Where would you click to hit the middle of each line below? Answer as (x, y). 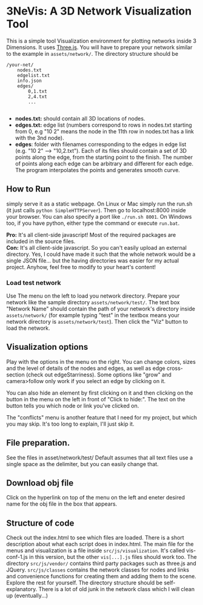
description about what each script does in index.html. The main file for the (100, 544)
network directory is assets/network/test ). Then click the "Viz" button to (97, 322)
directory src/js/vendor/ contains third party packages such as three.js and (101, 563)
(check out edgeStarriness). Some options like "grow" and (99, 375)
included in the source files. (41, 241)
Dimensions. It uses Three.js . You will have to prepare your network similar (99, 47)
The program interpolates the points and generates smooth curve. (98, 170)
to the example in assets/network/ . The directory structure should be (92, 53)
